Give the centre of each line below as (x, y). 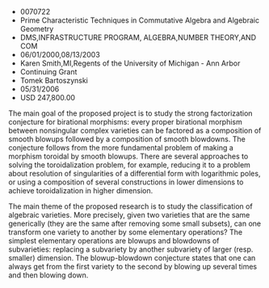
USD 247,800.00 (47, 97)
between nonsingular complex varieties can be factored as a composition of (135, 130)
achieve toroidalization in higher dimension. (81, 191)
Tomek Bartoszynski (54, 80)
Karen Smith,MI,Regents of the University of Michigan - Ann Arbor (130, 63)
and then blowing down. (48, 275)
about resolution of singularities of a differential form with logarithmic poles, (134, 174)
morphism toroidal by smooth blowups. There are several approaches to (128, 156)
